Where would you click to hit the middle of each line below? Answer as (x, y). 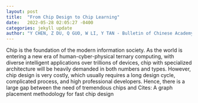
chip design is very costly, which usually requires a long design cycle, (91, 75)
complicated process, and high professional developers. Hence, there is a (96, 82)
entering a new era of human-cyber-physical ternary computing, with (90, 57)
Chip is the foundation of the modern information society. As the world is (94, 50)
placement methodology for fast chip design (60, 94)
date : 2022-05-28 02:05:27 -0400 (50, 22)
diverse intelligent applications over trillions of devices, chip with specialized (99, 63)
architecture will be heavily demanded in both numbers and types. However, (99, 69)
